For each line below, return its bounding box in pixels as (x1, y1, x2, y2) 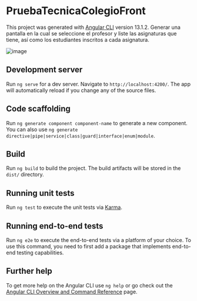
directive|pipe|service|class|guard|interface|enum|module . (6, 132, 155, 139)
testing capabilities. (16, 249, 64, 256)
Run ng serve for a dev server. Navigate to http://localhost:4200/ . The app (6, 80, 191, 87)
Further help (6, 266, 53, 276)
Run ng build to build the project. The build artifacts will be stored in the (6, 165, 181, 172)
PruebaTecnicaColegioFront (6, 4, 146, 18)
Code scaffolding (6, 104, 71, 114)
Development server (6, 65, 83, 75)
